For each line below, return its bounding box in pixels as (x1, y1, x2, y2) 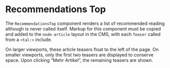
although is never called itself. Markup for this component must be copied (5, 25, 161, 31)
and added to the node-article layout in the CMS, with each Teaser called (5, 31, 161, 37)
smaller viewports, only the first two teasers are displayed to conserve (5, 52, 154, 58)
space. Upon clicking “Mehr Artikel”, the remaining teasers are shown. (5, 57, 154, 63)
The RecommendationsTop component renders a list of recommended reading (5, 20, 165, 26)
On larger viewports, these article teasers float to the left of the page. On (5, 46, 159, 52)
